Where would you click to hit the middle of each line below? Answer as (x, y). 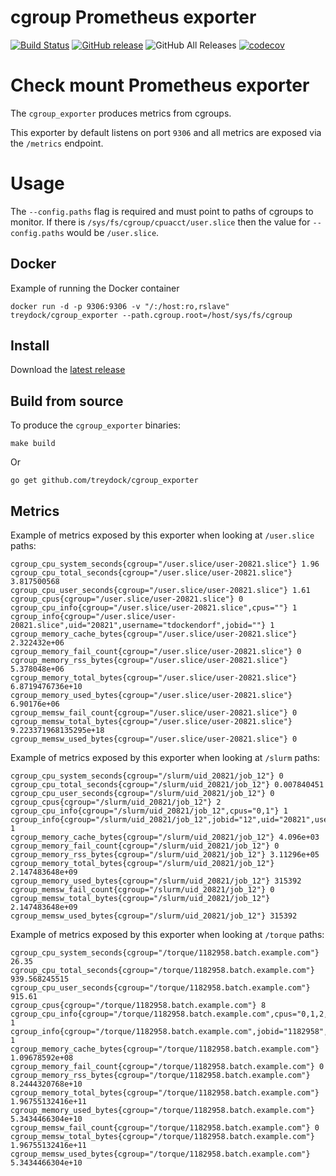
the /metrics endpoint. (57, 143)
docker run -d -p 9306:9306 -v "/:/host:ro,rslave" (120, 306)
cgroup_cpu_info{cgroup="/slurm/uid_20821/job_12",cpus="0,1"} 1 (149, 811)
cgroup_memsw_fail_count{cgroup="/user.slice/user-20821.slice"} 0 (154, 713)
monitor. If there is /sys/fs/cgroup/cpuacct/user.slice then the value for (160, 222)
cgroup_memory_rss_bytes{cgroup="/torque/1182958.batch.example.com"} (160, 1076)
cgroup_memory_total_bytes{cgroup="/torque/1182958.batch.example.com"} (165, 1093)
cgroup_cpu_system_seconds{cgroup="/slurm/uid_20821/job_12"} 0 (147, 776)
